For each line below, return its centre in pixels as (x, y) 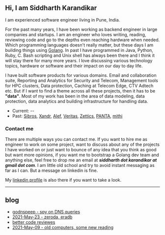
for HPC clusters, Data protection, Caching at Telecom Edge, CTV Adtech (79, 86)
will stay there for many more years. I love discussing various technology (79, 60)
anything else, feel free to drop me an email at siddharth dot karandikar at (81, 160)
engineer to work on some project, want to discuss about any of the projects (82, 144)
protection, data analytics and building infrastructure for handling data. (77, 101)
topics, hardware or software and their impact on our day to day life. (74, 66)
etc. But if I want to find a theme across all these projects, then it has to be (80, 91)
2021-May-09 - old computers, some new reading (63, 227)
